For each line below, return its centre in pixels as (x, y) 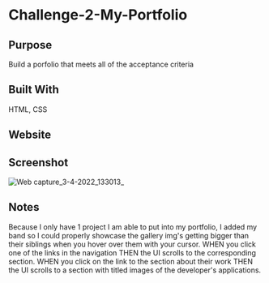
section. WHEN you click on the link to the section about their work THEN (131, 261)
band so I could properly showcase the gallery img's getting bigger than (129, 235)
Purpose (30, 45)
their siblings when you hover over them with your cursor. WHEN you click (132, 244)
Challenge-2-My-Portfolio (98, 15)
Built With (34, 90)
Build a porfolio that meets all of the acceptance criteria (101, 64)
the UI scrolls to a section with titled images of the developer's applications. (135, 270)
